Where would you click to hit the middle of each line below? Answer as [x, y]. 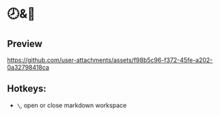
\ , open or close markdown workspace [72, 105]
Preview [25, 43]
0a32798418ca [28, 67]
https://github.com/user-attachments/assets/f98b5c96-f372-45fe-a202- [110, 60]
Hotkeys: [27, 89]
